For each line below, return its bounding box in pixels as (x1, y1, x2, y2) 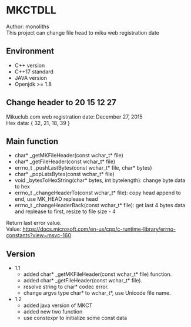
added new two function (23, 308, 83, 315)
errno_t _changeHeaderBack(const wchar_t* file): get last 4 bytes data (14, 202, 186, 209)
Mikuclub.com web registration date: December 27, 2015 (6, 113, 143, 120)
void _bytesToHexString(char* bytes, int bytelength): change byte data (14, 177, 186, 184)
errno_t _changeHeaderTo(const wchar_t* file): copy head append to (14, 189, 181, 197)
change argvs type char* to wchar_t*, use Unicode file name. (23, 289, 172, 296)
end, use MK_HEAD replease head (14, 195, 98, 203)
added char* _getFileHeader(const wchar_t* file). (23, 277, 143, 284)
